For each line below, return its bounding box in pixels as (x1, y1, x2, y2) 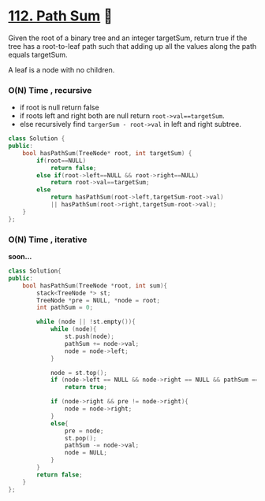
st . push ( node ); (64, 332, 114, 341)
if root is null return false (19, 102, 100, 113)
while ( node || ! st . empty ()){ (36, 318, 136, 326)
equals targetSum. (8, 50, 69, 59)
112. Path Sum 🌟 (8, 7, 113, 25)
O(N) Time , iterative (8, 234, 88, 245)
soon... (8, 252, 32, 262)
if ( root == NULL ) (36, 157, 87, 165)
